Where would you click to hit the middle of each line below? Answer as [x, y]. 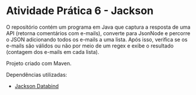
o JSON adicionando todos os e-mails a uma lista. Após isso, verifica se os [97, 39]
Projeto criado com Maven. [39, 63]
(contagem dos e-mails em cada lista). [53, 52]
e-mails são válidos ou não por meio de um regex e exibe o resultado [90, 46]
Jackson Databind [36, 86]
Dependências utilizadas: [37, 74]
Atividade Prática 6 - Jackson [80, 11]
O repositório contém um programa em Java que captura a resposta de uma [98, 27]
